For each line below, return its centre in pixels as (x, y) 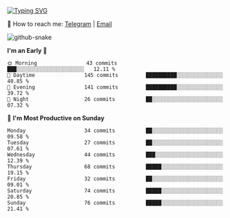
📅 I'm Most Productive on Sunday (56, 118)
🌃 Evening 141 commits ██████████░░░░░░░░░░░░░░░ (115, 87)
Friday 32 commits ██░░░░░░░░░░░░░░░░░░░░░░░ (115, 179)
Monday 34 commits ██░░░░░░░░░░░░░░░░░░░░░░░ (115, 131)
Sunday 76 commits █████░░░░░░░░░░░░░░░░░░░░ (115, 203)
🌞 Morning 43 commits (62, 63)
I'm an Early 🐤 (27, 51)
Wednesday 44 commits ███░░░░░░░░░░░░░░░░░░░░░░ (115, 155)
